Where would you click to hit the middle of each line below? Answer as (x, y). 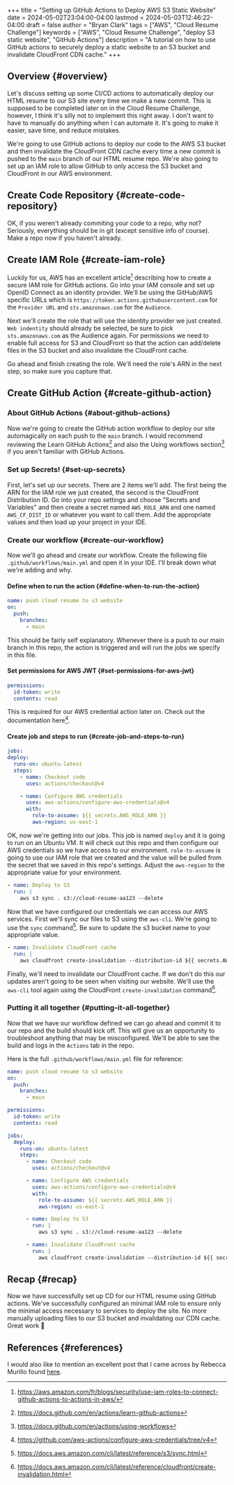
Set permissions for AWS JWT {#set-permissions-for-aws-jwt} (101, 671)
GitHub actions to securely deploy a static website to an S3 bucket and (109, 47)
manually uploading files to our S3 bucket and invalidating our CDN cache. (114, 1318)
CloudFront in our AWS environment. (60, 173)
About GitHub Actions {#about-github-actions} (89, 413)
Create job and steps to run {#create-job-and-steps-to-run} (96, 736)
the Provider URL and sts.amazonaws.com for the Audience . (89, 307)
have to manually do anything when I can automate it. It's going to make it (113, 123)
